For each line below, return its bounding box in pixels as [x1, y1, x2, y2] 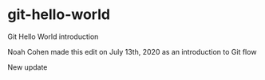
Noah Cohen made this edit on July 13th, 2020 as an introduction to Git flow [7, 47, 257, 56]
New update [7, 62, 48, 72]
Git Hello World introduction [7, 32, 99, 41]
